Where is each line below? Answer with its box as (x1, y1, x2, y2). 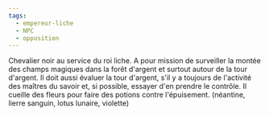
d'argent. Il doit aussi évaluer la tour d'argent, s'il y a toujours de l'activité (8, 73, 252, 82)
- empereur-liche (15, 19, 74, 27)
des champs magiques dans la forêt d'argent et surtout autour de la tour (8, 65, 248, 74)
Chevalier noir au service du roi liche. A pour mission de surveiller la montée (8, 56, 262, 66)
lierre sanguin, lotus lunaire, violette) (8, 98, 130, 108)
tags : (8, 11, 27, 20)
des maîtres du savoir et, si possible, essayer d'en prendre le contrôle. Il (8, 82, 247, 91)
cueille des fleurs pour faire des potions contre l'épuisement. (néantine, (8, 90, 246, 100)
